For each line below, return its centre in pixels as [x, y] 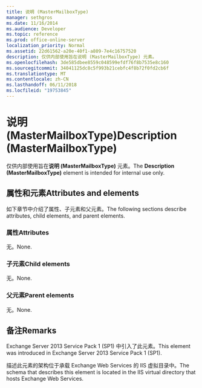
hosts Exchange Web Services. [45, 379]
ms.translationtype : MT [36, 74]
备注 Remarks [31, 330]
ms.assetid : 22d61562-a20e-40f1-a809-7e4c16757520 [71, 51]
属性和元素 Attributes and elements [73, 193]
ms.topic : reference [32, 34]
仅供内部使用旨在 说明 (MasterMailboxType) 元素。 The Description [90, 166]
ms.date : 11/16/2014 [32, 23]
